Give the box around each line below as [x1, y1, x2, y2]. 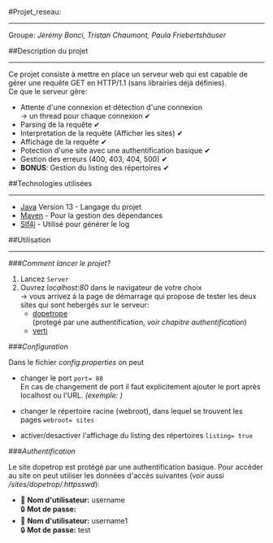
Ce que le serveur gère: [8, 87, 88, 96]
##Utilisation [8, 235, 51, 245]
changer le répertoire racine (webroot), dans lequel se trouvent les [19, 406, 244, 415]
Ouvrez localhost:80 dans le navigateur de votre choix [19, 283, 202, 292]
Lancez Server [19, 274, 69, 284]
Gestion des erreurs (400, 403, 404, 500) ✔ [19, 154, 168, 163]
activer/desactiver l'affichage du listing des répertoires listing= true [19, 431, 253, 440]
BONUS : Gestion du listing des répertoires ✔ [19, 163, 170, 172]
